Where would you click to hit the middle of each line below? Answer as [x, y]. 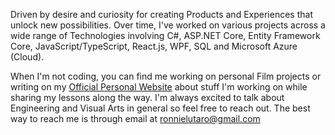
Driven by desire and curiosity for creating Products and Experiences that [161, 14]
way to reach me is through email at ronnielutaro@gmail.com [135, 118]
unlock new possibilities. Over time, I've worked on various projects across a [168, 25]
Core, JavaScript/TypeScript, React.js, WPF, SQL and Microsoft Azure [154, 46]
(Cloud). [27, 57]
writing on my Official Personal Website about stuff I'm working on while [159, 87]
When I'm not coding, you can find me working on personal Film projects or [166, 76]
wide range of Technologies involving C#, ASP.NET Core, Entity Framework [165, 35]
